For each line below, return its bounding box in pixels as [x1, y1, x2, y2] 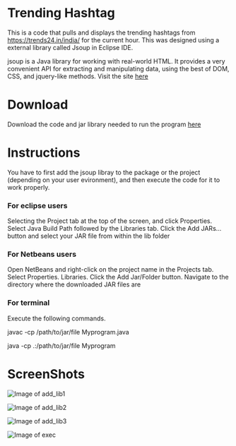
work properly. [7, 183, 50, 191]
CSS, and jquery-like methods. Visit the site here [7, 72, 148, 80]
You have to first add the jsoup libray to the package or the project [7, 168, 201, 176]
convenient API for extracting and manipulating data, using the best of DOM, [7, 64, 230, 73]
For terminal [7, 298, 50, 308]
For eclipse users [7, 200, 68, 210]
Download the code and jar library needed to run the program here [7, 120, 201, 128]
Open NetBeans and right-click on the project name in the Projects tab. [7, 265, 214, 274]
